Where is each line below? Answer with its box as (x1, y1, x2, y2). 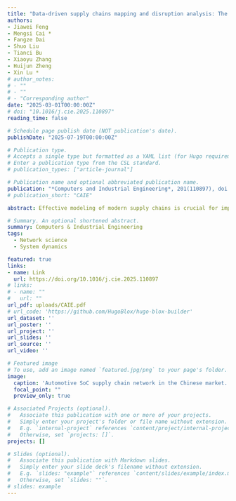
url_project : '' (7, 328, 55, 335)
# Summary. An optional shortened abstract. (7, 217, 140, 225)
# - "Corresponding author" (7, 95, 90, 102)
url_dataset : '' (7, 314, 55, 321)
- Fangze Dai (7, 36, 46, 44)
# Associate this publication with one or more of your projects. (7, 412, 212, 419)
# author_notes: (7, 75, 55, 83)
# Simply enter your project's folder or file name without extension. (7, 418, 228, 425)
